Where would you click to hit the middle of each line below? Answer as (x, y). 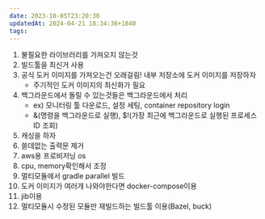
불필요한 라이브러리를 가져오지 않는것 (79, 55)
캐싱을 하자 (38, 136)
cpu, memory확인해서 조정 (64, 166)
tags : (18, 31)
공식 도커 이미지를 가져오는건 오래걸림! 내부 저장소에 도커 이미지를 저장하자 (139, 75)
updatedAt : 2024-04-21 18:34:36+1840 (73, 23)
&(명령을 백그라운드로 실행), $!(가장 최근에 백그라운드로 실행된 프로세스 (145, 116)
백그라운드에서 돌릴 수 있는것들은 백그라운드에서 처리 (104, 95)
